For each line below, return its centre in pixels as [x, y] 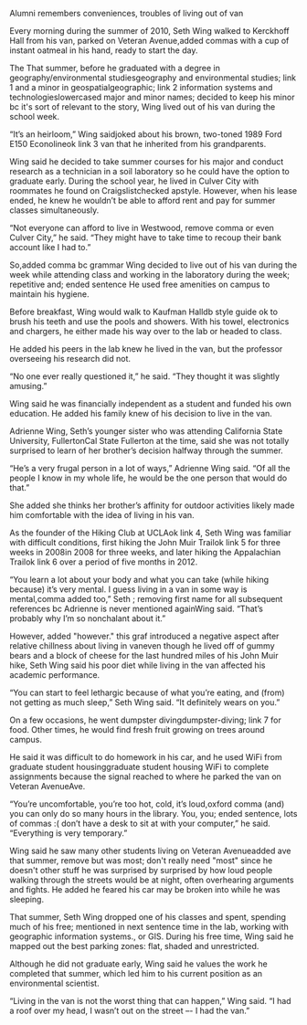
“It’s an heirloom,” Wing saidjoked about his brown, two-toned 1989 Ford [146, 134]
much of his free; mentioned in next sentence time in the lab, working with [149, 927]
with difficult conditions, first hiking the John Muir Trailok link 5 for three [145, 542]
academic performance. [55, 675]
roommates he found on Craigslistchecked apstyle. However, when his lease [153, 190]
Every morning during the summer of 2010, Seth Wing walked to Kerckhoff [149, 31]
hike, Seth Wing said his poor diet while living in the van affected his [138, 665]
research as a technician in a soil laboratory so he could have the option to [150, 171]
